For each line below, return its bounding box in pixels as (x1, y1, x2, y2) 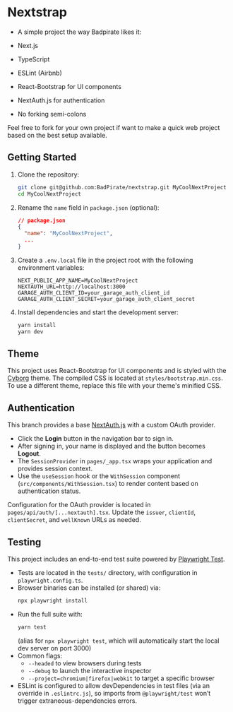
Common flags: (17, 651, 62, 660)
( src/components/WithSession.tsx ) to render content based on (17, 480, 199, 488)
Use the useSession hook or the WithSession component (17, 472, 181, 480)
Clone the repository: (17, 170, 80, 179)
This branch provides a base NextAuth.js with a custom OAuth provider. (7, 421, 215, 429)
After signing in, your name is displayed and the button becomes (17, 442, 206, 451)
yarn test (17, 623, 47, 631)
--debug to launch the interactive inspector (28, 666, 152, 675)
